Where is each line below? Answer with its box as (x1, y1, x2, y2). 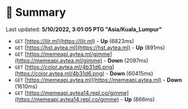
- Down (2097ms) (103, 57, 149, 64)
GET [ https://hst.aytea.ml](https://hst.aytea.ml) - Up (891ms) (14, 44, 165, 51)
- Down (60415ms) (105, 69, 154, 77)
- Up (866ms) (120, 96, 155, 103)
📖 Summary (6, 5, 66, 19)
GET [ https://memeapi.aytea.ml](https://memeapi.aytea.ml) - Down (14, 76, 182, 83)
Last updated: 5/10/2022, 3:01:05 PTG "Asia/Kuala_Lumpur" (6, 26, 162, 33)
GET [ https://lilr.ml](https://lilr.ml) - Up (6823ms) (14, 37, 134, 44)
